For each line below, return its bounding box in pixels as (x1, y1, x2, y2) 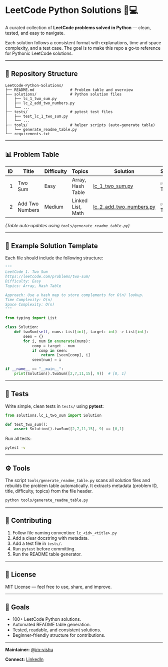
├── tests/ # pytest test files (5, 109, 113, 114)
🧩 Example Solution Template (5, 241, 98, 250)
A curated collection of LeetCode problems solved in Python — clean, (5, 24, 151, 31)
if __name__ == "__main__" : (5, 366, 64, 371)
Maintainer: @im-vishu (5, 647, 53, 653)
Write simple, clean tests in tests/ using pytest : (5, 403, 104, 409)
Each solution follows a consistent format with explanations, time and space (5, 39, 161, 46)
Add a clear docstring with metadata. (12, 535, 89, 541)
